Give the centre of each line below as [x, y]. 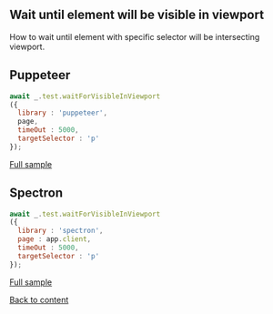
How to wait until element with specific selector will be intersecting [135, 36]
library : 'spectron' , [61, 231]
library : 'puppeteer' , [62, 113]
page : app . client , [55, 239]
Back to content [39, 299]
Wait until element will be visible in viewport [137, 15]
